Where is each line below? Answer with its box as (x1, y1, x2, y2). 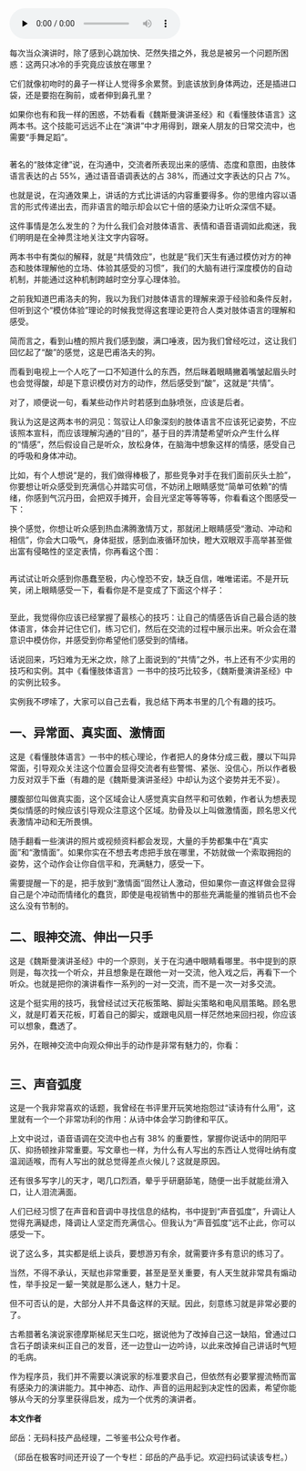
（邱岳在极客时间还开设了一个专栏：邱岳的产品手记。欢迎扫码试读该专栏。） (9, 1452, 293, 1463)
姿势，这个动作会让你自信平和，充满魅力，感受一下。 (9, 857, 209, 868)
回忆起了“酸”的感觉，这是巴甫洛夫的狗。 (9, 347, 161, 358)
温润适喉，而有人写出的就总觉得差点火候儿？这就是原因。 (9, 1156, 225, 1167)
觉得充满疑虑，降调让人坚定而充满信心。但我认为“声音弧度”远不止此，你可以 (9, 1217, 296, 1228)
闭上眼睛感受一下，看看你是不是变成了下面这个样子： (25, 584, 225, 595)
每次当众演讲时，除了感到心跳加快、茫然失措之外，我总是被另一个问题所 (9, 47, 280, 58)
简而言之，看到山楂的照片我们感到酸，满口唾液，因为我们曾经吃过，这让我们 (9, 336, 297, 346)
